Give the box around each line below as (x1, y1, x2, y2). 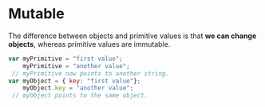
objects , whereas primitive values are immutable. (8, 39, 171, 48)
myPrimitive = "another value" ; (22, 62, 130, 70)
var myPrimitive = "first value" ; (8, 55, 124, 63)
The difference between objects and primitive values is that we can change (8, 31, 257, 40)
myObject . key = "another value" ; (22, 84, 134, 92)
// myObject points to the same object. (11, 92, 148, 100)
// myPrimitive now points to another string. (11, 69, 170, 78)
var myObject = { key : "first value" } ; (8, 77, 141, 85)
